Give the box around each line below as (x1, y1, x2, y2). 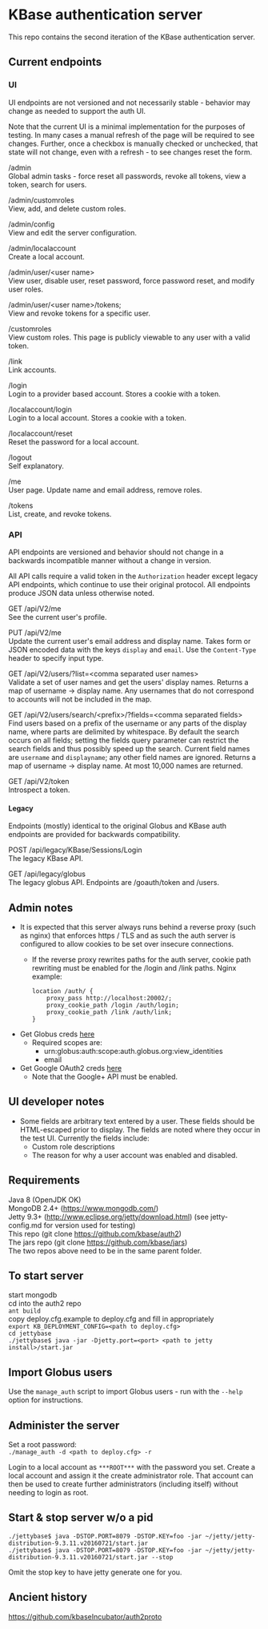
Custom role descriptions (31, 1141, 115, 1151)
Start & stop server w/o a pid (8, 1511, 154, 1525)
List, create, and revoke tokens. (8, 509, 112, 518)
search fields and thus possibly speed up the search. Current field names (8, 743, 250, 754)
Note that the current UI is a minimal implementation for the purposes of (8, 122, 246, 131)
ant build (8, 1307, 42, 1315)
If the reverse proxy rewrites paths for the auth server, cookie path (31, 955, 251, 964)
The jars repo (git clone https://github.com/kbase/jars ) (8, 1237, 188, 1247)
